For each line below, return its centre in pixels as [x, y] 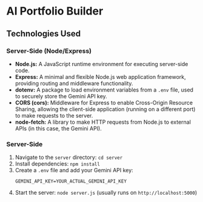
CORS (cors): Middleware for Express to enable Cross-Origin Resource [104, 103]
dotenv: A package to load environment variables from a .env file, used [104, 90]
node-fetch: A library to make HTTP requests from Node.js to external [103, 122]
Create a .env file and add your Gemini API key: [74, 170]
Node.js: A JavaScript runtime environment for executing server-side [101, 64]
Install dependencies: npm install [57, 164]
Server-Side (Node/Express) [49, 51]
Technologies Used [43, 34]
